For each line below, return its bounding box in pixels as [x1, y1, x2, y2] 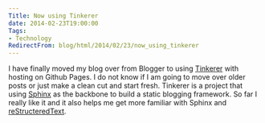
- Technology [8, 34, 52, 43]
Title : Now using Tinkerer [8, 11, 99, 20]
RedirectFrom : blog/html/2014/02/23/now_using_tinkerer [8, 42, 199, 50]
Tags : [8, 27, 26, 35]
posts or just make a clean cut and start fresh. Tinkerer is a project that [8, 81, 243, 91]
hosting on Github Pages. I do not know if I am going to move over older [8, 72, 247, 82]
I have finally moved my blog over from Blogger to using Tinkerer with [8, 64, 239, 73]
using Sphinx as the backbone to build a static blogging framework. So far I [8, 89, 258, 99]
